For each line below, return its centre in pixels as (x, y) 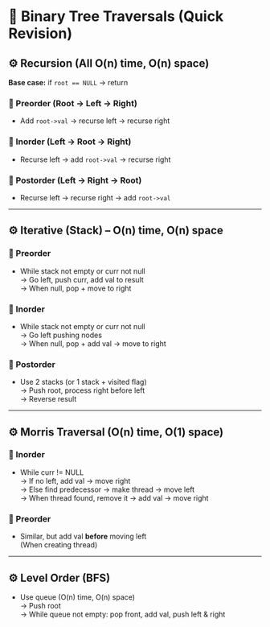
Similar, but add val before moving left (83, 536)
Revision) (41, 33)
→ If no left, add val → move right (75, 481)
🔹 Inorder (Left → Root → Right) (70, 142)
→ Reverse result (48, 399)
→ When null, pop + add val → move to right (93, 343)
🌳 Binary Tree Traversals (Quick (116, 16)
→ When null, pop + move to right (76, 288)
